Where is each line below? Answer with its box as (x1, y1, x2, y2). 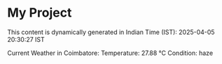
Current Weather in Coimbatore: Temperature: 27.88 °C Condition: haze (7, 49, 214, 57)
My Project (7, 5, 72, 21)
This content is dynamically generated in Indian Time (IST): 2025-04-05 (7, 28, 215, 36)
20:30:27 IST (7, 35, 46, 43)
